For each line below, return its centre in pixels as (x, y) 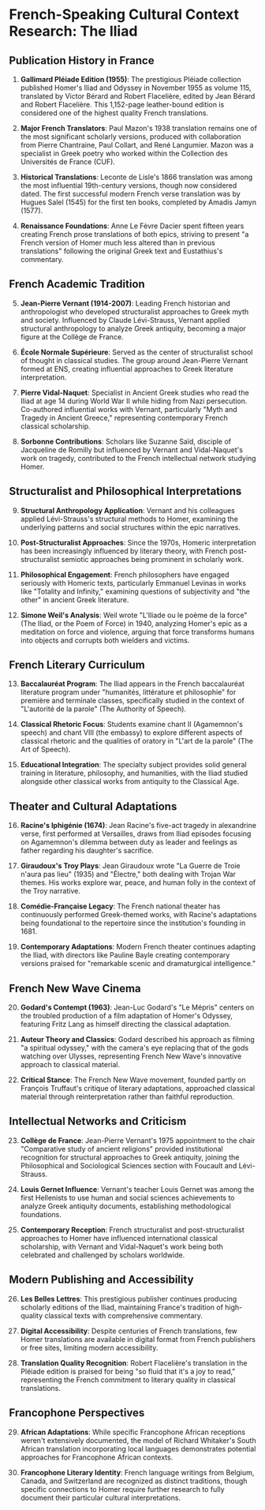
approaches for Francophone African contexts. (97, 1457)
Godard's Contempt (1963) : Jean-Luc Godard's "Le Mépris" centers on (137, 1007)
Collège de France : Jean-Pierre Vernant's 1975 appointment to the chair (138, 1140)
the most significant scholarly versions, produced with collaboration (131, 137)
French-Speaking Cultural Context (124, 15)
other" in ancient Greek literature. (75, 600)
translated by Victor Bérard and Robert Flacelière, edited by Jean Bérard (138, 96)
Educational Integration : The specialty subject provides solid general (133, 765)
